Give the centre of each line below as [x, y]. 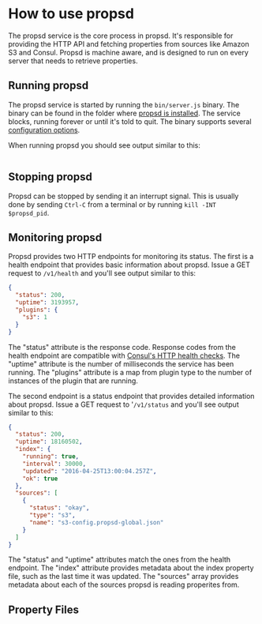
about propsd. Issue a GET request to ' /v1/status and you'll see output [124, 404]
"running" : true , [51, 457]
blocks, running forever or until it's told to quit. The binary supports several [130, 121]
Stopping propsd [50, 177]
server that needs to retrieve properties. [73, 61]
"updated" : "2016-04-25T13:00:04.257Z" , [90, 471]
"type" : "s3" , [52, 515]
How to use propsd [71, 14]
